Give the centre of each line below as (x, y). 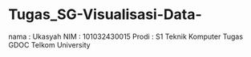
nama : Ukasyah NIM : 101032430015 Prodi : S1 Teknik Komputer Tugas (125, 36)
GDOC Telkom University (49, 44)
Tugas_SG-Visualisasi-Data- (105, 15)
